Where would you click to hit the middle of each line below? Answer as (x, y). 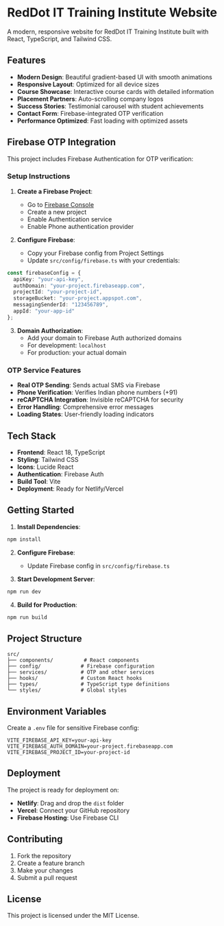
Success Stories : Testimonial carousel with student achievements (110, 106)
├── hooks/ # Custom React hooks (75, 679)
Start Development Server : (56, 579)
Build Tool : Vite (39, 481)
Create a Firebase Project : (55, 191)
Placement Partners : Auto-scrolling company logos (90, 99)
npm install (24, 539)
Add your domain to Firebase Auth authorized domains (104, 338)
